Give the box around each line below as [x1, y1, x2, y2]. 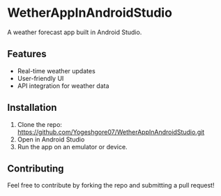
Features [7, 48, 47, 60]
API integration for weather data [17, 82, 109, 90]
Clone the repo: [17, 120, 63, 128]
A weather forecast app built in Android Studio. [7, 28, 142, 36]
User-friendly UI [17, 74, 64, 82]
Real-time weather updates [17, 66, 96, 75]
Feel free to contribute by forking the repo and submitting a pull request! [7, 181, 215, 190]
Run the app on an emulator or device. [17, 142, 128, 151]
